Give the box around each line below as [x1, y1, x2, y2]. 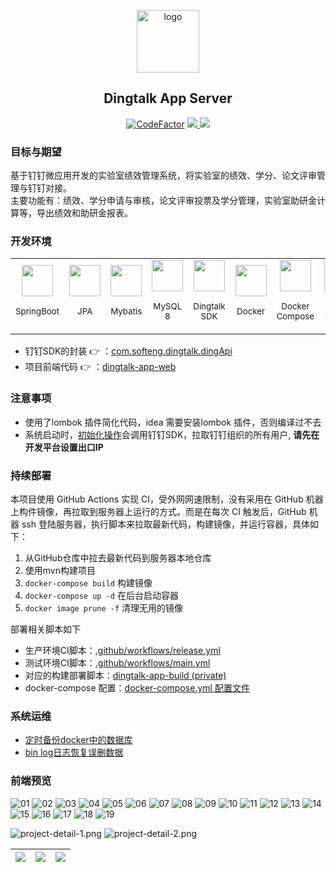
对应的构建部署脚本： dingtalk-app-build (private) [24, 670, 227, 681]
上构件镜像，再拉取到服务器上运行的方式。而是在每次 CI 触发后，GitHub [10, 506, 307, 517]
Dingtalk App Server [103, 90, 233, 107]
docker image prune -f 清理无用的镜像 [24, 602, 184, 614]
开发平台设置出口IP [24, 441, 104, 453]
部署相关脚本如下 [10, 623, 81, 635]
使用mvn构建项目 [24, 565, 96, 576]
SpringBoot [15, 306, 60, 317]
